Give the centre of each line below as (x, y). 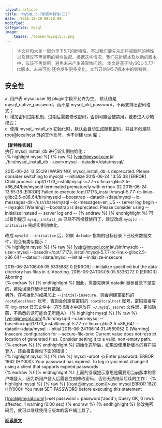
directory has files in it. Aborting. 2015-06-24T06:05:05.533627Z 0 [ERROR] (81, 271)
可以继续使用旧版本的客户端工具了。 (58, 410)
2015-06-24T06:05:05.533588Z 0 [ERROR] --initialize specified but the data (81, 267)
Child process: (19, 181)
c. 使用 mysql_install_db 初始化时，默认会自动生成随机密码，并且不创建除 (78, 128)
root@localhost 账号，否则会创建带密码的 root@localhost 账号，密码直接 (78, 301)
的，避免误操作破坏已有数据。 (35, 288)
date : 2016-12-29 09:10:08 (33, 18)
